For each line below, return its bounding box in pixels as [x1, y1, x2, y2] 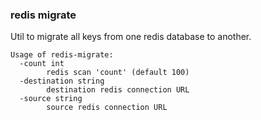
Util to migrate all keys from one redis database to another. [10, 31, 252, 43]
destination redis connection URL [46, 85, 190, 95]
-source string [19, 94, 83, 104]
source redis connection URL [46, 103, 168, 113]
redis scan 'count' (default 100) [46, 68, 190, 78]
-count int [19, 59, 65, 69]
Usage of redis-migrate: [10, 50, 114, 60]
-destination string [19, 76, 105, 87]
